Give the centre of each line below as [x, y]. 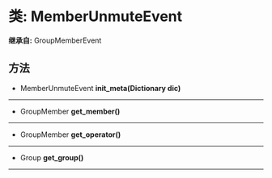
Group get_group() [52, 157]
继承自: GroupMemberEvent [55, 40]
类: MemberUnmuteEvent [96, 17]
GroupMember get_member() [70, 111]
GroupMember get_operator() [70, 135]
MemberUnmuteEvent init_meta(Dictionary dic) [100, 88]
